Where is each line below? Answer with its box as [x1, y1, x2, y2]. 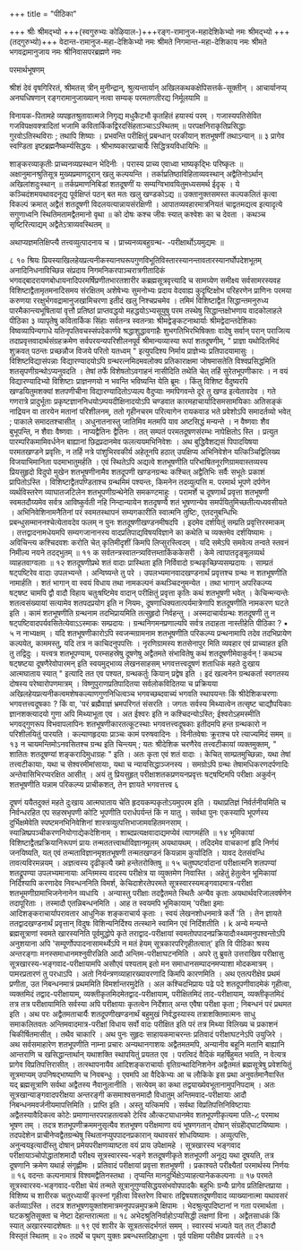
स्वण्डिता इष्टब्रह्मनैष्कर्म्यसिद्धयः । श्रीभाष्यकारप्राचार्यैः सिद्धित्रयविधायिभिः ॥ [9, 141, 208, 151]
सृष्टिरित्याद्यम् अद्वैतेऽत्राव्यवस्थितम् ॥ [9, 220, 110, 229]
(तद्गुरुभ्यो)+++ [9, 37, 58, 47]
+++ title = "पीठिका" [9, 9, 78, 19]
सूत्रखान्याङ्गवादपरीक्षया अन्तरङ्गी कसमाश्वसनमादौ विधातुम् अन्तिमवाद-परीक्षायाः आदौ [9, 1090, 246, 1100]
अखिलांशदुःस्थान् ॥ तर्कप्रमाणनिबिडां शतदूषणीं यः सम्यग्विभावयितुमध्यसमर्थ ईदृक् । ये [9, 179, 240, 189]
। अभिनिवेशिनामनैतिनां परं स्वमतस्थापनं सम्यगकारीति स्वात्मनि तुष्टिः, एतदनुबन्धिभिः [9, 507, 239, 517]
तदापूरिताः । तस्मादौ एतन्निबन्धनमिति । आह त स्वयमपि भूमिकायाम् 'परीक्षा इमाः [9, 898, 225, 909]
